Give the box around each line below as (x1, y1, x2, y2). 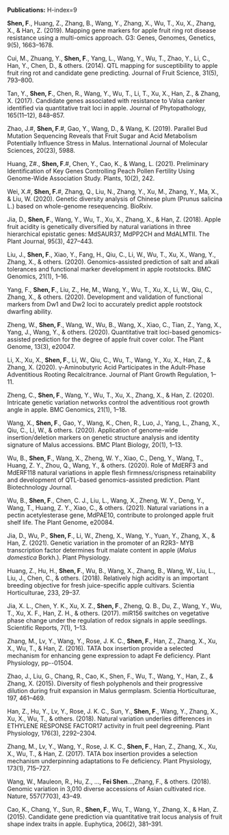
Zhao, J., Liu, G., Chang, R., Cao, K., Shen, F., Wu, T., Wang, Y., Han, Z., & (7, 672, 214, 680)
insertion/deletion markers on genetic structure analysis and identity (7, 433, 200, 441)
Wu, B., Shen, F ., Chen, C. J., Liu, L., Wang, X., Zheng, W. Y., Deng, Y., (7, 496, 205, 505)
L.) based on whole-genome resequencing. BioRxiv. (7, 202, 153, 210)
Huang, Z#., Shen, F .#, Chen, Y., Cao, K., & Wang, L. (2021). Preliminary (7, 160, 208, 167)
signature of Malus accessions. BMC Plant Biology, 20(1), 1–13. (7, 441, 183, 448)
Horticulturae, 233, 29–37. (7, 589, 81, 596)
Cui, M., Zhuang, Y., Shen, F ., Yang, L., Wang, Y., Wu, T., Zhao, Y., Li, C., (7, 54, 211, 62)
